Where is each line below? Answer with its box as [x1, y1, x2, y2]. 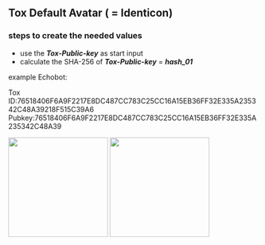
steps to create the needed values [8, 30, 142, 41]
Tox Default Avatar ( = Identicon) [8, 6, 173, 20]
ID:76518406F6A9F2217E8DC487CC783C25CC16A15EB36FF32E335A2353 [8, 95, 256, 106]
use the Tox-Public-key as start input [19, 48, 143, 58]
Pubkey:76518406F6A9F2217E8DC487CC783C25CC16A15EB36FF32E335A [8, 113, 257, 122]
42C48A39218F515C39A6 [8, 104, 94, 114]
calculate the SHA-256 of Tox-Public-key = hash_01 [19, 56, 193, 66]
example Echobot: [8, 72, 68, 82]
